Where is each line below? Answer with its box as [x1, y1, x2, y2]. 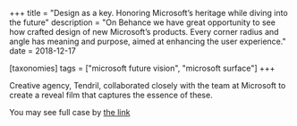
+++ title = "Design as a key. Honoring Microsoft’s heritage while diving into [9, 8, 288, 18]
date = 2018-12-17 [9, 46, 76, 56]
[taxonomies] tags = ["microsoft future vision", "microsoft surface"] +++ [9, 63, 276, 73]
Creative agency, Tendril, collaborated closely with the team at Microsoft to [9, 80, 286, 90]
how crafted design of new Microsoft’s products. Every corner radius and [9, 27, 279, 37]
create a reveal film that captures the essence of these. [9, 89, 213, 100]
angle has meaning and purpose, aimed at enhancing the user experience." [9, 36, 286, 46]
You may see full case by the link [9, 107, 131, 117]
